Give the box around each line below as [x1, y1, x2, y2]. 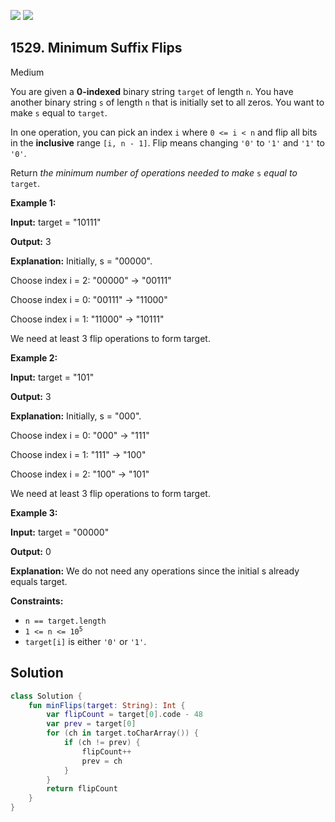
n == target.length [24, 616, 107, 626]
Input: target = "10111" [10, 216, 102, 228]
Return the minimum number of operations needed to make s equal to [10, 166, 298, 179]
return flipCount [46, 784, 118, 794]
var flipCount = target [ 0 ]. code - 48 [46, 710, 203, 720]
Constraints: [10, 595, 64, 607]
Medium [10, 66, 45, 78]
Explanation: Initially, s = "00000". [10, 255, 153, 267]
